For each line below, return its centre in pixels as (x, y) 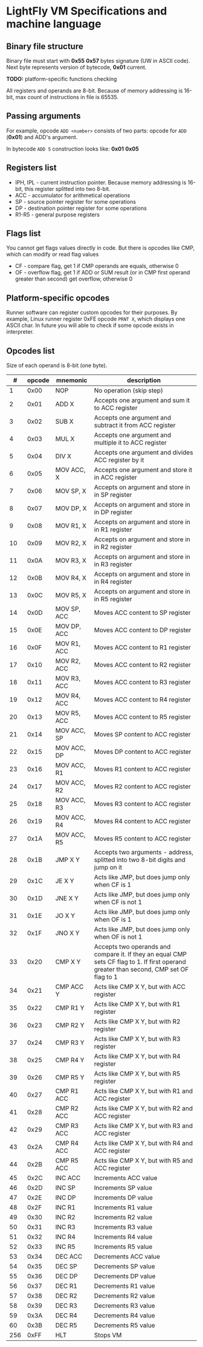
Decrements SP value (124, 1267)
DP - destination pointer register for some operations (81, 208)
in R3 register (113, 565)
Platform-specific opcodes (58, 298)
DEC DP (66, 1276)
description (144, 380)
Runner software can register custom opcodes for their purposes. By (92, 313)
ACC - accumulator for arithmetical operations (72, 195)
